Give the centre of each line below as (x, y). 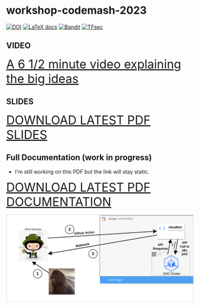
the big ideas (43, 79)
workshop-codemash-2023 (76, 10)
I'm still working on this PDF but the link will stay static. (82, 172)
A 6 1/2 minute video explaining (94, 64)
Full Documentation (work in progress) (79, 157)
